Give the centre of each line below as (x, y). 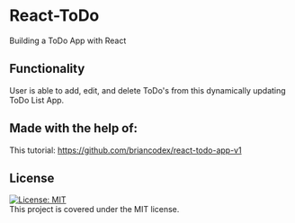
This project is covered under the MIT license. (94, 210)
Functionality (47, 69)
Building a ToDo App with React (68, 40)
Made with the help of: (73, 128)
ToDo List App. (37, 100)
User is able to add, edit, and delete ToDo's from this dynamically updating (147, 90)
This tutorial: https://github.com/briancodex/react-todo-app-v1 (125, 150)
